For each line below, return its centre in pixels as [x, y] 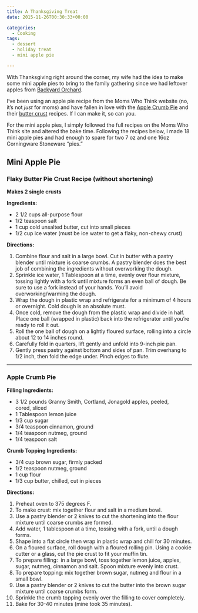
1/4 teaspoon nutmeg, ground [51, 433]
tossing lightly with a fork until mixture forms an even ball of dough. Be [101, 281]
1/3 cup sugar [32, 420]
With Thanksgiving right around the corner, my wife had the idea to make [95, 77]
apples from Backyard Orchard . [45, 90]
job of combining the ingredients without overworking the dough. [94, 269]
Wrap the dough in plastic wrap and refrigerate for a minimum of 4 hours [103, 300]
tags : [13, 39]
